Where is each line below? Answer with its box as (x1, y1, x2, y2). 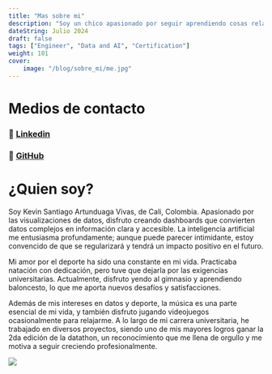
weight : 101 (8, 49, 49, 57)
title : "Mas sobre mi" (8, 11, 85, 20)
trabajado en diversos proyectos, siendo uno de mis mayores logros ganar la (8, 324, 264, 334)
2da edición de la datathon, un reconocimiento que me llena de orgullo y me (8, 333, 262, 342)
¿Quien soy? (8, 180, 95, 198)
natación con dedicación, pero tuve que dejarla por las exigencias (8, 265, 228, 275)
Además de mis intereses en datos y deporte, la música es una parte (8, 298, 237, 308)
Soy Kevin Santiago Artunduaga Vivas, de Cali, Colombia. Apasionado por (8, 206, 255, 216)
